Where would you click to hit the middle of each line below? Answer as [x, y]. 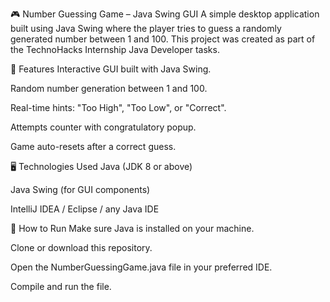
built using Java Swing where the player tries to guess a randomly [146, 28]
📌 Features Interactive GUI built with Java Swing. [111, 69]
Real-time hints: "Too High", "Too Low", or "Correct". [118, 107]
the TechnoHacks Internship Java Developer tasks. [115, 49]
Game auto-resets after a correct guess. [93, 146]
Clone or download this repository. [81, 247]
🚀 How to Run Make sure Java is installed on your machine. [132, 228]
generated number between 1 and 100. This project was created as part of [163, 39]
